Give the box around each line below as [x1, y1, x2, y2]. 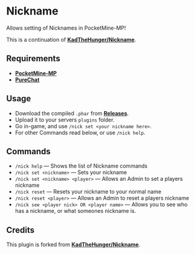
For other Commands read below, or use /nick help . [14, 129, 146, 136]
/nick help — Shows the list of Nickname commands [14, 162, 148, 170]
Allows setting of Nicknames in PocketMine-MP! [6, 24, 126, 31]
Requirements [6, 53, 60, 64]
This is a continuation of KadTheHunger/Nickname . [6, 36, 136, 43]
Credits [6, 225, 35, 235]
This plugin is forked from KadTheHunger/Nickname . [6, 241, 141, 249]
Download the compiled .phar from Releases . [14, 109, 129, 117]
